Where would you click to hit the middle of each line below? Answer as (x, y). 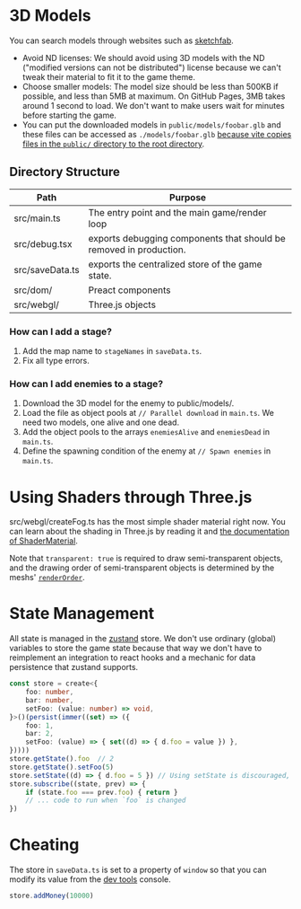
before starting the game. (69, 115)
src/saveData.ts (47, 269)
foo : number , (50, 693)
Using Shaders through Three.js (131, 497)
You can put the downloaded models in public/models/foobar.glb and (152, 124)
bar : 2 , (39, 734)
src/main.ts (37, 218)
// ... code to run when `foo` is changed (106, 800)
